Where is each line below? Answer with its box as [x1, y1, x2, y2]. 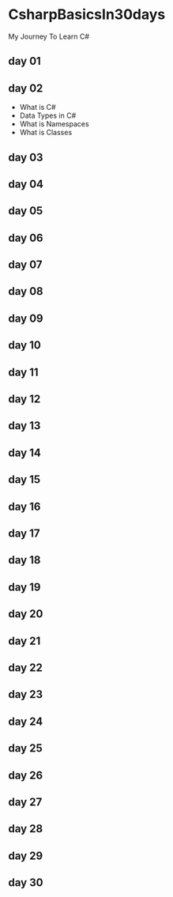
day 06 [8, 231, 43, 244]
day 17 [8, 527, 40, 540]
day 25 [8, 741, 43, 756]
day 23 [8, 688, 43, 701]
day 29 [8, 849, 43, 862]
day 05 [8, 204, 43, 218]
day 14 [8, 446, 41, 459]
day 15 [8, 473, 41, 487]
